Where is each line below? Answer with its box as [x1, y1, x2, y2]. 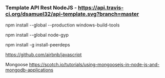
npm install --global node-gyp [5, 32, 69, 38]
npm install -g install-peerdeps [5, 42, 70, 48]
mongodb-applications [5, 67, 54, 73]
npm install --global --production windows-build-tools [5, 22, 120, 28]
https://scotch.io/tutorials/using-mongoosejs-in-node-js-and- [29, 62, 160, 68]
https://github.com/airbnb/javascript [5, 51, 82, 58]
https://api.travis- [77, 4, 124, 11]
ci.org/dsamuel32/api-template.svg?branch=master [5, 10, 139, 17]
